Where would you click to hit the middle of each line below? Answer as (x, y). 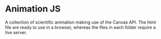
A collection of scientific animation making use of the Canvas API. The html (80, 22)
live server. (16, 32)
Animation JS (33, 9)
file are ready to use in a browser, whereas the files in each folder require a (80, 27)
